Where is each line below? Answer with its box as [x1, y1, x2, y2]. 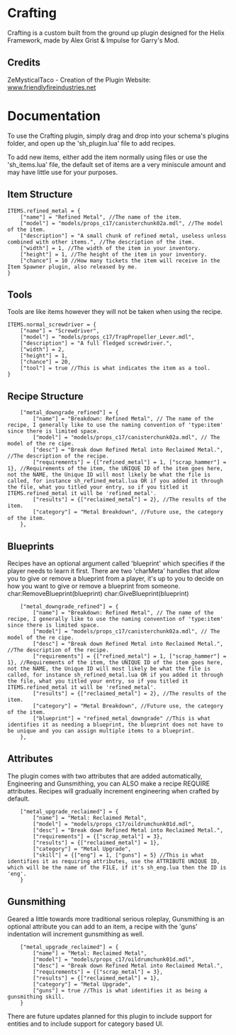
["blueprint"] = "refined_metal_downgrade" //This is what [33, 715, 211, 722]
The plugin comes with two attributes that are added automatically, [7, 771, 203, 780]
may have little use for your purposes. [7, 168, 118, 176]
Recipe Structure [7, 390, 84, 402]
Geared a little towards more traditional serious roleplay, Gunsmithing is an [7, 914, 225, 923]
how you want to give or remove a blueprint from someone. [7, 581, 181, 590]
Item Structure [7, 188, 73, 200]
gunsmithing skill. [7, 993, 65, 1000]
